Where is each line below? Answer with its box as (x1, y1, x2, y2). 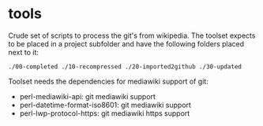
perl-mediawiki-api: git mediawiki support (19, 91, 156, 101)
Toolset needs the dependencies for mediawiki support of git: (8, 76, 209, 86)
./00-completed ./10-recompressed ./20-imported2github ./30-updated (8, 62, 242, 71)
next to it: (8, 47, 39, 57)
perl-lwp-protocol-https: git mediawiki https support (19, 108, 190, 118)
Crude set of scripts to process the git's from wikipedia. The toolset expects (8, 31, 256, 40)
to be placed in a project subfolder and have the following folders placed (8, 39, 245, 48)
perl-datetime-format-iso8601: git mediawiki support (19, 100, 192, 109)
